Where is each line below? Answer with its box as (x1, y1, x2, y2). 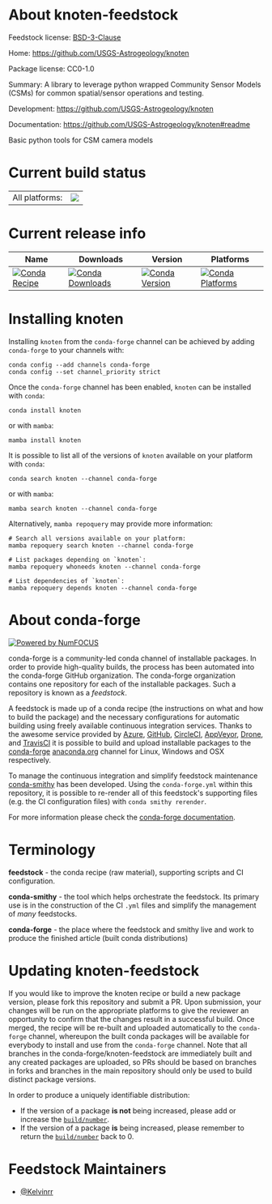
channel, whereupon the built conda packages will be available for (28, 1031, 249, 1041)
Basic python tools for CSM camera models (8, 135, 154, 145)
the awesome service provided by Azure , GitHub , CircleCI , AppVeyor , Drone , (8, 729, 264, 738)
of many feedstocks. (8, 908, 78, 918)
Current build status (8, 164, 147, 182)
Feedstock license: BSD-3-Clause (8, 32, 121, 42)
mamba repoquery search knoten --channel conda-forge (8, 541, 194, 550)
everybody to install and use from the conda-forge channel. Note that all (8, 1040, 248, 1049)
